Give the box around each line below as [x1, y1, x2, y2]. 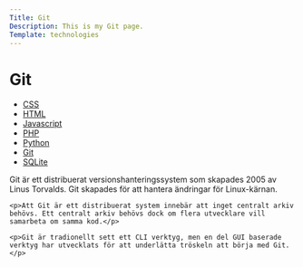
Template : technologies [9, 30, 100, 39]
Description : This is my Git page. [9, 22, 144, 31]
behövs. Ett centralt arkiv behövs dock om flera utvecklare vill [9, 209, 266, 218]
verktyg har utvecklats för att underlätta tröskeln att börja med [9, 241, 270, 250]
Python [22, 138, 50, 148]
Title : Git [9, 13, 51, 23]
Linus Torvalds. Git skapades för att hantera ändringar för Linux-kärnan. [9, 184, 279, 195]
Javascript [22, 119, 63, 129]
